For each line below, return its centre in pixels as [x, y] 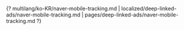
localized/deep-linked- [149, 9]
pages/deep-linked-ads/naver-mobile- [132, 15]
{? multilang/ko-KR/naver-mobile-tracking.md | [63, 9]
